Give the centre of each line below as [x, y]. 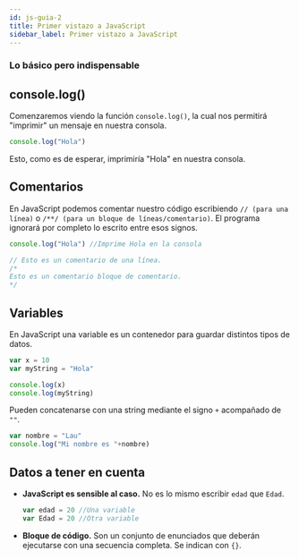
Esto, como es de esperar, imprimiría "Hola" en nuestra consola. [128, 158]
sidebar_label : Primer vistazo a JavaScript [94, 34]
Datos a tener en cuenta [77, 472]
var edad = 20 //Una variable [79, 511]
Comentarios [47, 187]
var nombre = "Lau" [46, 436]
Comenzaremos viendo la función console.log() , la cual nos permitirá [138, 116]
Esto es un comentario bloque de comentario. [95, 277]
